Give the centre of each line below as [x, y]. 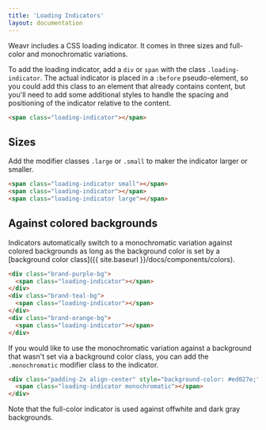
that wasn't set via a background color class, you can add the [108, 356]
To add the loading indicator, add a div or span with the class [107, 69]
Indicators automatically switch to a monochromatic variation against [120, 242]
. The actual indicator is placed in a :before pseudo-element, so [144, 78]
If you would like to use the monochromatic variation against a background [130, 348]
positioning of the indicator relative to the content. [90, 103]
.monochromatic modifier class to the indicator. [84, 364]
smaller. [21, 169]
